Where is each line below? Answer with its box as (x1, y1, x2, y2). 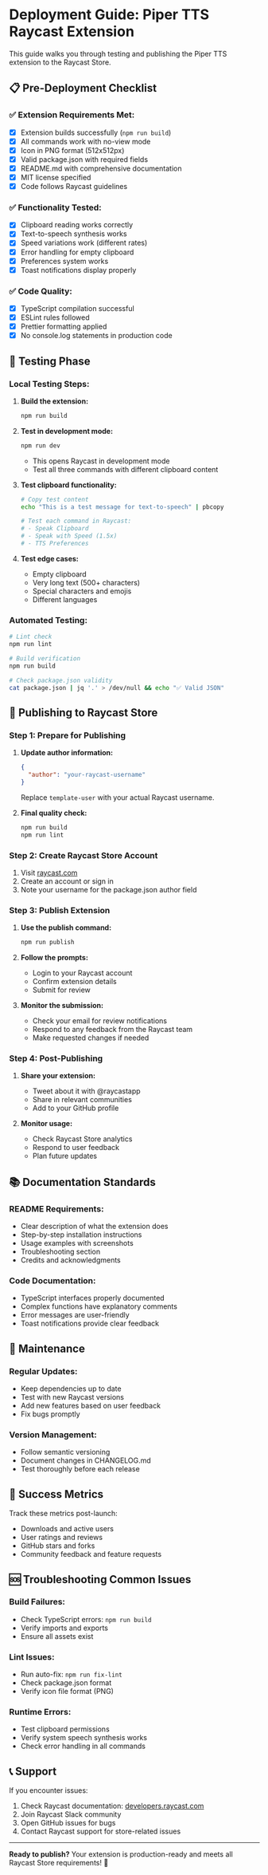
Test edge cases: (20, 553, 79, 563)
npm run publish (20, 939, 75, 947)
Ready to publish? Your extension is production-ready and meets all (9, 1849, 233, 1859)
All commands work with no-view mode (20, 136, 151, 146)
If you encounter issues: (9, 1786, 88, 1795)
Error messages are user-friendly (20, 1310, 130, 1320)
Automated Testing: (9, 614, 88, 625)
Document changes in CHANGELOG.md (20, 1455, 152, 1465)
